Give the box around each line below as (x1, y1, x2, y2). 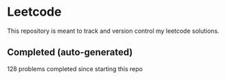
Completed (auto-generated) (7, 46, 133, 58)
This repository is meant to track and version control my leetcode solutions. (7, 27, 220, 35)
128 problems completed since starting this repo (7, 64, 143, 72)
